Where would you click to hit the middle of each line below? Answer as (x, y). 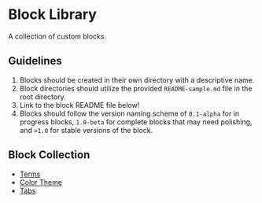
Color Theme (41, 182)
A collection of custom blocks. (57, 36)
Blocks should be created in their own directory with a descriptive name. (137, 79)
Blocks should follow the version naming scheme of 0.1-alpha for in (129, 113)
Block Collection (49, 155)
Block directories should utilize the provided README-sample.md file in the (136, 88)
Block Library (52, 15)
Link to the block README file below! (79, 105)
